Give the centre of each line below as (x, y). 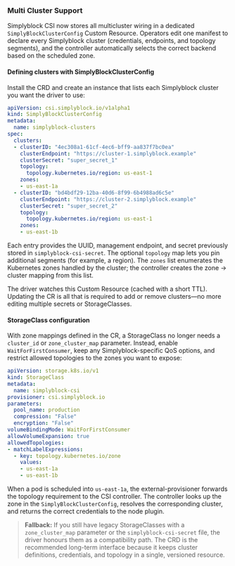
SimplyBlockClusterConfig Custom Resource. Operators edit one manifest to (118, 33)
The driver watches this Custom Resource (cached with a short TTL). (107, 289)
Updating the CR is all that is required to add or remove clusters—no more (114, 296)
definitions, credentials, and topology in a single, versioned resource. (125, 555)
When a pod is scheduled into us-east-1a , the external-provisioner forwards (118, 489)
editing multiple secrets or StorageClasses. (70, 304)
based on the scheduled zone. (51, 56)
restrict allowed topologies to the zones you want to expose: (95, 358)
